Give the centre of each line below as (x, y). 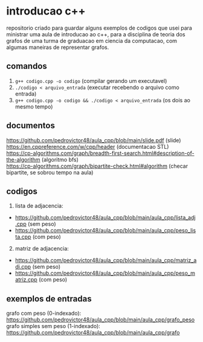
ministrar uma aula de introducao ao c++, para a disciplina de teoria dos (96, 34)
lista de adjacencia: (39, 206)
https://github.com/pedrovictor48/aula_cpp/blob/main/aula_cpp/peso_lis (105, 231)
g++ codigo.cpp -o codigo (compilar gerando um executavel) (91, 81)
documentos (31, 126)
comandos (27, 66)
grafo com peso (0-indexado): (44, 314)
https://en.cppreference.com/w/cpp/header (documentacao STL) (88, 146)
